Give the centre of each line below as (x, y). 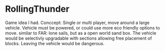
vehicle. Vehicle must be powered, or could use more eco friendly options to (82, 27)
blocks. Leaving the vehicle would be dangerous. (55, 43)
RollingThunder (37, 9)
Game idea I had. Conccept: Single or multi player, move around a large (77, 23)
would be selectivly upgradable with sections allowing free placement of (79, 38)
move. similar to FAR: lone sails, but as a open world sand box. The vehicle (81, 33)
